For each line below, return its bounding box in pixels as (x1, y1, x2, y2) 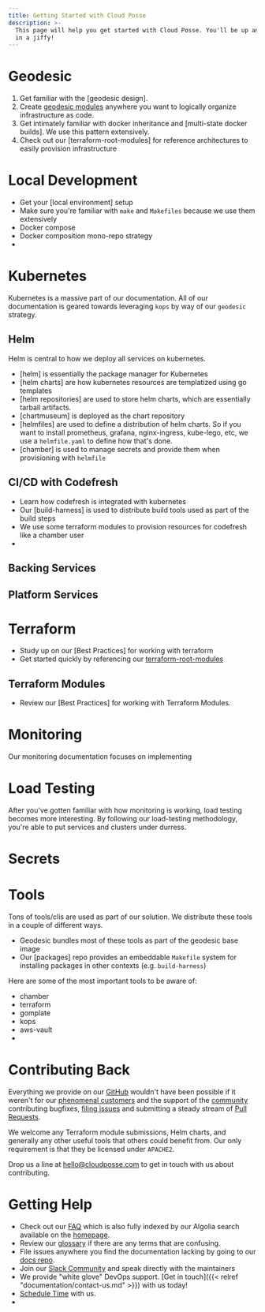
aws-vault (19, 1025, 53, 1034)
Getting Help (8, 1196, 93, 1213)
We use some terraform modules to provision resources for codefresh (19, 521, 247, 531)
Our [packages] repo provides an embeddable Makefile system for (19, 952, 237, 963)
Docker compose (19, 222, 77, 233)
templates (19, 386, 53, 395)
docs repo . (19, 1255, 55, 1265)
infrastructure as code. (19, 110, 95, 120)
